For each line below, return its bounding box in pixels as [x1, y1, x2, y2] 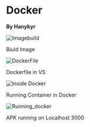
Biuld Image [6, 45, 36, 53]
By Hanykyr [6, 23, 36, 30]
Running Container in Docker [6, 91, 77, 98]
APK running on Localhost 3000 [6, 114, 85, 121]
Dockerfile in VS [6, 68, 46, 75]
